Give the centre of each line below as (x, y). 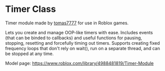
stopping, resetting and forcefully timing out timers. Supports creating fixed (83, 43)
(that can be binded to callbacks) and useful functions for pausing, (74, 38)
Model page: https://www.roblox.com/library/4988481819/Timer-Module (80, 63)
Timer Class (31, 9)
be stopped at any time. (29, 54)
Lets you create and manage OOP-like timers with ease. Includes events (79, 32)
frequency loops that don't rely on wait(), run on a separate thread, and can (83, 48)
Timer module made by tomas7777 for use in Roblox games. (67, 23)
